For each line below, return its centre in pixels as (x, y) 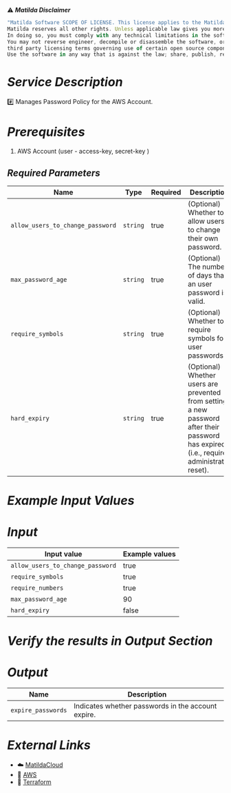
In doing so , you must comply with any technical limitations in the (109, 35)
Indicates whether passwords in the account (145, 706)
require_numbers (37, 588)
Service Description (65, 82)
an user (200, 284)
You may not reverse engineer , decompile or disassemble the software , (112, 42)
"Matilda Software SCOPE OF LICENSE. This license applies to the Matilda (117, 23)
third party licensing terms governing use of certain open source (106, 48)
